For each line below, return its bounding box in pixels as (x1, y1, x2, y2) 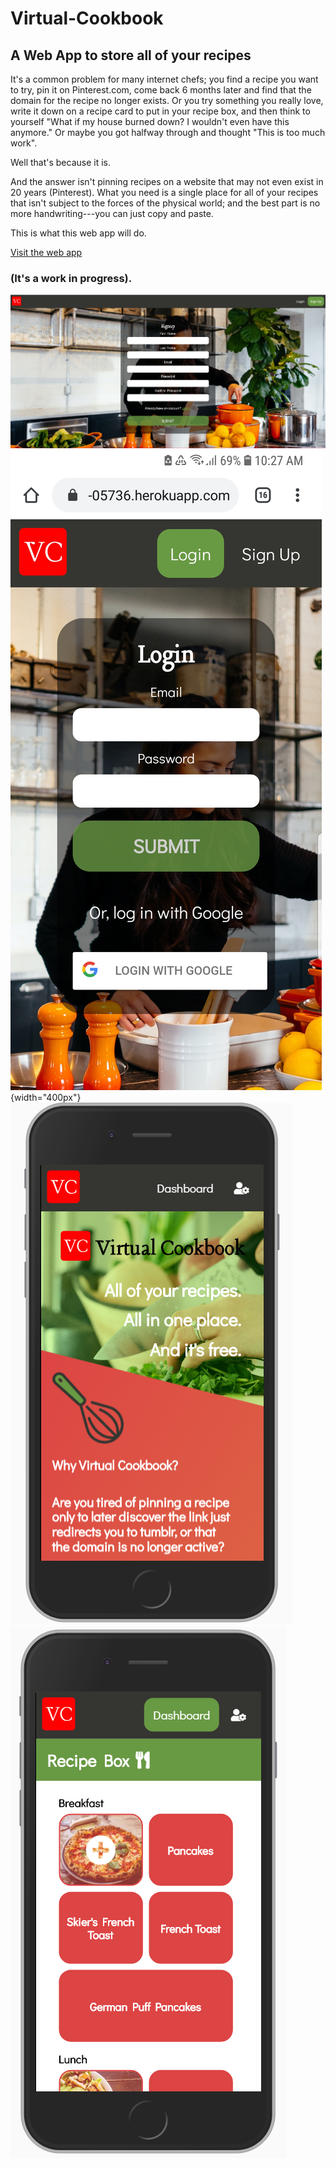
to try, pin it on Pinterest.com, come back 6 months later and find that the (10, 84, 312, 96)
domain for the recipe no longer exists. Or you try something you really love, (10, 95, 324, 106)
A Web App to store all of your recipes (10, 47, 252, 64)
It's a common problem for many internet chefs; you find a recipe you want (10, 73, 319, 85)
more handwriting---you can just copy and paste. (10, 208, 214, 219)
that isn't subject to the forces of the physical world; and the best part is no (10, 197, 321, 209)
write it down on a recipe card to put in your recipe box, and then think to (10, 105, 311, 117)
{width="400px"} (10, 1092, 82, 1104)
